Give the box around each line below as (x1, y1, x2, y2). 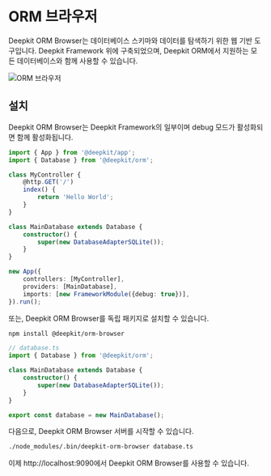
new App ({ (8, 268, 42, 276)
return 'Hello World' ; (37, 193, 114, 202)
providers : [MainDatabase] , (23, 283, 117, 291)
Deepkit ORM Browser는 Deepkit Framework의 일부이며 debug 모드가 (8, 122, 235, 132)
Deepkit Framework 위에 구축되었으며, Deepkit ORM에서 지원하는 (38, 45, 249, 55)
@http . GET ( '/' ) (23, 178, 74, 186)
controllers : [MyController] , (23, 275, 125, 283)
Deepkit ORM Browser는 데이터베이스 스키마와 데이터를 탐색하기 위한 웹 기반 (8, 36, 253, 45)
